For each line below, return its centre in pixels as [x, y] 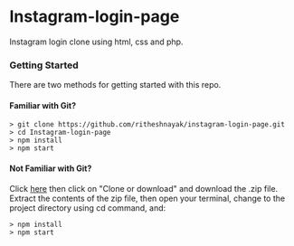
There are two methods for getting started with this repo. [115, 85]
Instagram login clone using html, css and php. [96, 42]
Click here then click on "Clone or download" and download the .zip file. [144, 188]
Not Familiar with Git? [51, 168]
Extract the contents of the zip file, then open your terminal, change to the [147, 198]
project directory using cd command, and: [88, 208]
